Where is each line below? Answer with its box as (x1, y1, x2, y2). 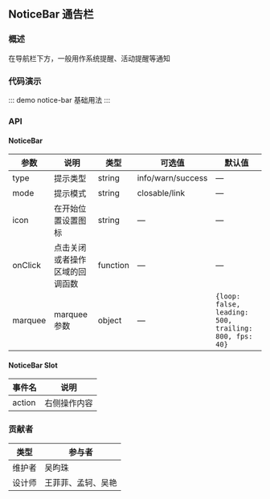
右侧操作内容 (44, 398, 94, 409)
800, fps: (215, 332, 253, 341)
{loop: (215, 292, 241, 301)
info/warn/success (137, 172, 208, 184)
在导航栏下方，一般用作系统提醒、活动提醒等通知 (8, 53, 170, 63)
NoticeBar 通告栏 (8, 7, 94, 22)
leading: (215, 308, 249, 317)
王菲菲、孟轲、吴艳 (44, 477, 118, 488)
